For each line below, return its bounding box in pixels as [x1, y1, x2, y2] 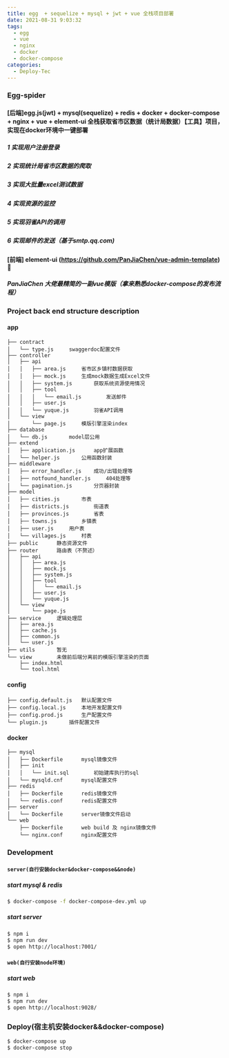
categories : [7, 61, 41, 68]
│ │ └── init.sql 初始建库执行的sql [7, 769, 139, 777]
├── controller [7, 352, 51, 359]
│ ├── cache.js [7, 627, 57, 634]
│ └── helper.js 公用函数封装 [7, 454, 112, 461]
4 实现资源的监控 [7, 199, 55, 207]
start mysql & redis [7, 881, 63, 889]
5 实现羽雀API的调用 [7, 218, 66, 227]
